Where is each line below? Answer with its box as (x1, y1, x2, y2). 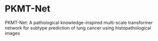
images (5, 30, 20, 36)
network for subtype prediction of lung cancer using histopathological (5, 24, 151, 30)
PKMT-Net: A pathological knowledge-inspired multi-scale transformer (5, 19, 153, 25)
